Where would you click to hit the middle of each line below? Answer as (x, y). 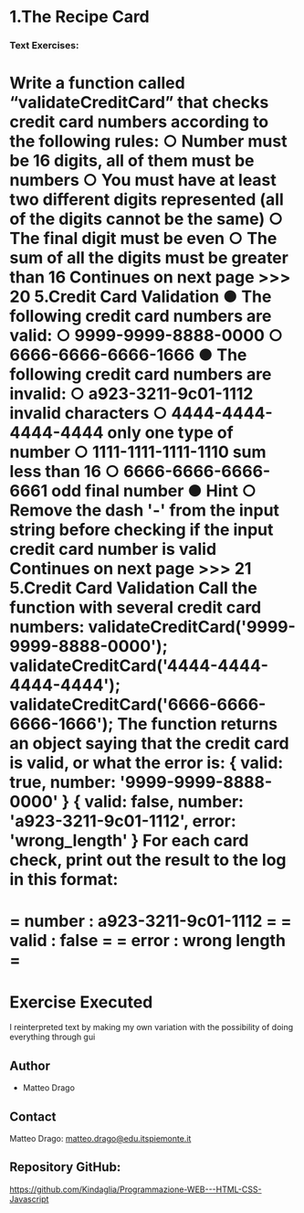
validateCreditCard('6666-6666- (138, 705)
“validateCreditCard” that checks (139, 103)
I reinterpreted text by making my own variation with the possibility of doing (152, 1027)
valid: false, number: (164, 802)
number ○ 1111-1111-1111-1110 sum (138, 452)
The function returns (198, 724)
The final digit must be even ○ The (143, 239)
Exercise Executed (81, 1002)
